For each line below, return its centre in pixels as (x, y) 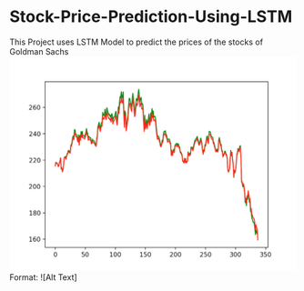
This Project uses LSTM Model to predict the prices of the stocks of (137, 42)
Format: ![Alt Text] (43, 277)
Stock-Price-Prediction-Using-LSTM (151, 17)
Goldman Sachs (39, 51)
